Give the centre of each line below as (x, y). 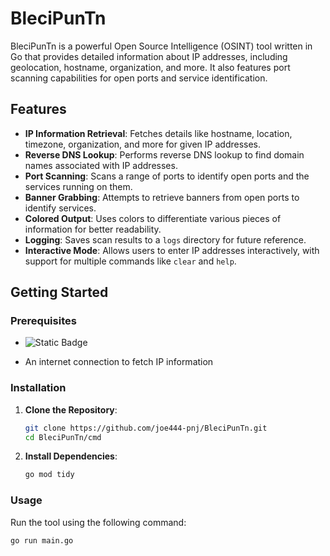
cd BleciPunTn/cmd (63, 437)
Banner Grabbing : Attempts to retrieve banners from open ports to (162, 197)
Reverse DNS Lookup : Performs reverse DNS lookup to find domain (164, 154)
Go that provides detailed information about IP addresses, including (149, 56)
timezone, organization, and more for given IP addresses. (143, 144)
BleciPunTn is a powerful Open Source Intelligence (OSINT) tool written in (161, 46)
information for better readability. (93, 229)
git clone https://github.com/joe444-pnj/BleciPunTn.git (146, 428)
